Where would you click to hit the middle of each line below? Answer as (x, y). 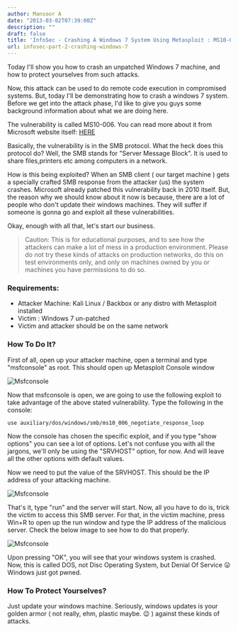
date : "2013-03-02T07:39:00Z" (52, 21)
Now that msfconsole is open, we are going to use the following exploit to (114, 394)
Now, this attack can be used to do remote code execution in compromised (117, 88)
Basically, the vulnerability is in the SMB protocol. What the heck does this (115, 146)
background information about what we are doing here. (88, 111)
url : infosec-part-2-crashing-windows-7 (68, 47)
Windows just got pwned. (44, 572)
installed (30, 311)
